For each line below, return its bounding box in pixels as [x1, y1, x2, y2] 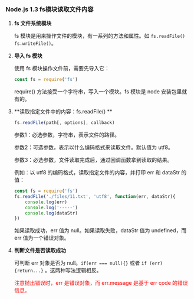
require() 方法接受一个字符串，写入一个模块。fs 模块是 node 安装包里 [14, 88, 182, 95]
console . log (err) [25, 199, 68, 205]
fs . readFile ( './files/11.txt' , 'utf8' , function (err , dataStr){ [14, 193, 176, 199]
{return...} [14, 268, 44, 274]
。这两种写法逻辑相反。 [44, 267, 102, 274]
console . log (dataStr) [25, 210, 78, 216]
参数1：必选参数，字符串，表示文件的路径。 [14, 131, 120, 138]
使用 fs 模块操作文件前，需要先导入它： [14, 65, 110, 72]
